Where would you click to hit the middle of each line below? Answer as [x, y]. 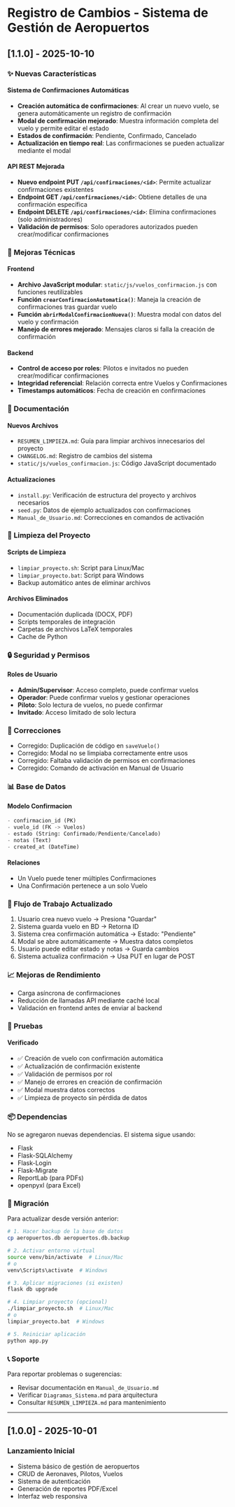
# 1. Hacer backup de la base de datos [65, 1232]
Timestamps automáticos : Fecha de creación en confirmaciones [112, 391]
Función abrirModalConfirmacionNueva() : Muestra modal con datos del [119, 315]
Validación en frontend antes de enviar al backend [90, 1007]
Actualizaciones [31, 479]
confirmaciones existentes [56, 189]
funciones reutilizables [50, 292]
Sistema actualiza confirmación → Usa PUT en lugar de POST [106, 956]
